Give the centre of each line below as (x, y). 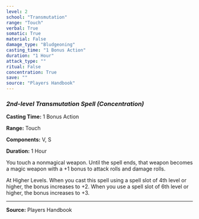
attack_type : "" (26, 61)
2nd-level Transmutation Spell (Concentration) (75, 104)
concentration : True (32, 72)
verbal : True (22, 28)
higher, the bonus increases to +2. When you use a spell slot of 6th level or (97, 186)
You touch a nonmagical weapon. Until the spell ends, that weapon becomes (99, 163)
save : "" (17, 78)
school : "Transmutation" (37, 17)
